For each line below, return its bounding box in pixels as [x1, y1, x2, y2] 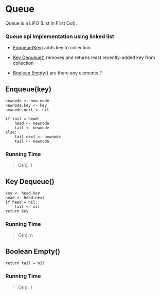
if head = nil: [5, 200, 38, 205]
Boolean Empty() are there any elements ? [12, 70, 102, 76]
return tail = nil [5, 261, 45, 266]
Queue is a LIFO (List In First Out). [5, 20, 77, 26]
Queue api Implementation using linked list [5, 33, 114, 40]
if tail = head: [5, 116, 40, 122]
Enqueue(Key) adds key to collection [12, 45, 91, 51]
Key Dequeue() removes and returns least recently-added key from [12, 54, 155, 61]
